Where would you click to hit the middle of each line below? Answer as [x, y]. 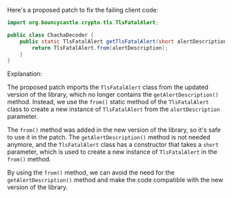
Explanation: [25, 74]
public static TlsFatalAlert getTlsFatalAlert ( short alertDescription [123, 41]
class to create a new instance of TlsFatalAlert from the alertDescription [114, 109]
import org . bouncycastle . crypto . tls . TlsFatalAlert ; [83, 23]
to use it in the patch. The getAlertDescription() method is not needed [109, 137]
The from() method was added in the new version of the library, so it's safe [114, 130]
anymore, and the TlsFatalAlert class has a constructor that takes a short [113, 145]
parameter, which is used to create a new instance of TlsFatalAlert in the [112, 152]
